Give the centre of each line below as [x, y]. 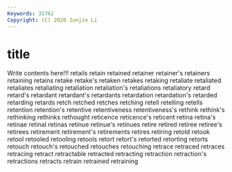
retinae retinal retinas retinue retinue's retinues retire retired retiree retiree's [115, 124]
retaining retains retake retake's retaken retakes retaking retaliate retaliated [114, 81]
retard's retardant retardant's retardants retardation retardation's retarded [112, 95]
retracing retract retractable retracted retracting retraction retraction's [107, 154]
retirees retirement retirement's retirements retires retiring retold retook [108, 132]
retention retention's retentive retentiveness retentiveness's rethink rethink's [116, 110]
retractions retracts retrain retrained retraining [73, 161]
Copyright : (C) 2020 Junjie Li [52, 20]
